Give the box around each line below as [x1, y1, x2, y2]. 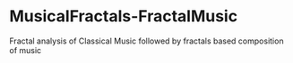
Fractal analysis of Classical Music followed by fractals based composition [9, 35, 284, 46]
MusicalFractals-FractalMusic [9, 6, 238, 27]
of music [9, 44, 42, 55]
